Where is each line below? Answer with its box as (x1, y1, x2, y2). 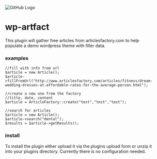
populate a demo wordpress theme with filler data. (5, 43, 106, 48)
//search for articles (5, 108, 51, 113)
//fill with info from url (5, 66, 60, 71)
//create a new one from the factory (5, 91, 81, 96)
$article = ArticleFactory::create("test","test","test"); (5, 100, 127, 105)
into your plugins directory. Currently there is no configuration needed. (5, 148, 146, 154)
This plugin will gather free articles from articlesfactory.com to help (5, 37, 140, 43)
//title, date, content (5, 95, 53, 100)
